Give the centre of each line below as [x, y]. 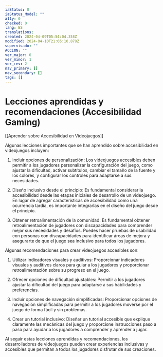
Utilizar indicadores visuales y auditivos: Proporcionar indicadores [78, 260]
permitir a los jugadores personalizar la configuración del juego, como [82, 165]
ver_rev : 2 [16, 64]
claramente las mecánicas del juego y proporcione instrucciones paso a [84, 324]
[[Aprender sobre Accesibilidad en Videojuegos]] [54, 136]
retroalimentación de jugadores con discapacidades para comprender [82, 225]
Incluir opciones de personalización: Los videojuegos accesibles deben [84, 160]
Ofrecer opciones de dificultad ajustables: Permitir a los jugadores [78, 279]
